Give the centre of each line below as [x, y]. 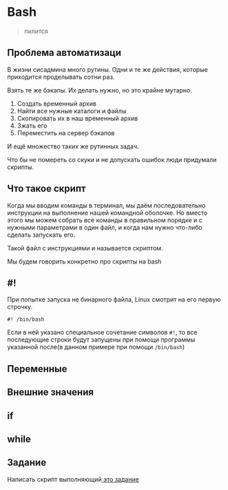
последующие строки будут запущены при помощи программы [101, 340]
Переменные [37, 369]
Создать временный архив [56, 104]
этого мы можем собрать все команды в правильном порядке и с [105, 220]
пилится [36, 31]
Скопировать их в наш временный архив [77, 118]
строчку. [20, 307]
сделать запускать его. [41, 235]
